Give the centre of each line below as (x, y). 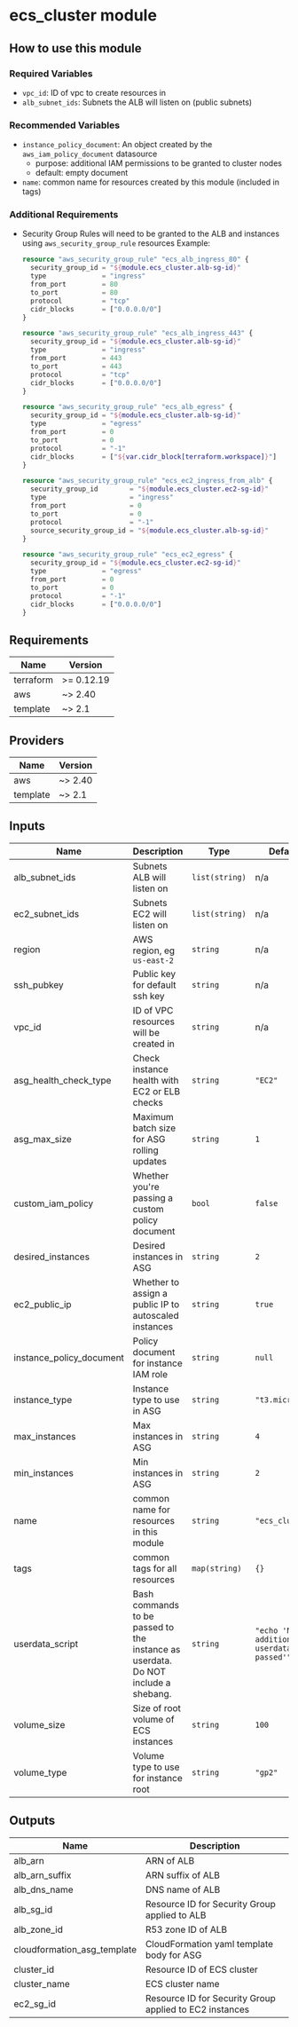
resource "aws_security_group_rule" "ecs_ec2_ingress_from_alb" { (147, 481)
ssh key (149, 996)
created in (154, 1044)
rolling (146, 1150)
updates (149, 1161)
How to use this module (75, 48)
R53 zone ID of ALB (186, 1929)
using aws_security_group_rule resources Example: (116, 243)
